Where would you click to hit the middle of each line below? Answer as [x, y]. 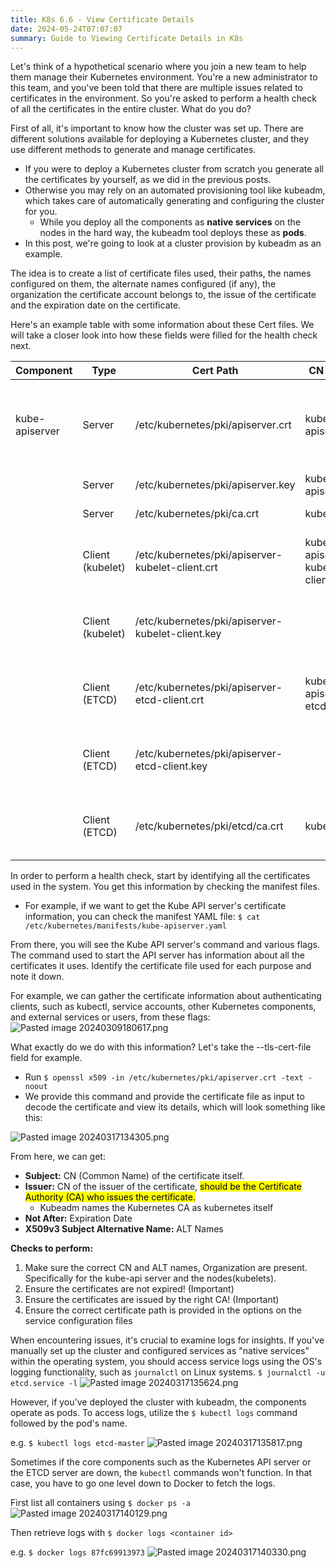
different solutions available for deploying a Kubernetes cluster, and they [160, 139]
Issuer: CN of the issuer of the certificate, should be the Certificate [163, 1187]
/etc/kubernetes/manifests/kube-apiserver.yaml [125, 926]
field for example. [46, 1058]
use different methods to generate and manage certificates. [133, 150]
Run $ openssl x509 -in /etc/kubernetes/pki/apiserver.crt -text [164, 1077]
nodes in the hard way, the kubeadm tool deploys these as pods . [173, 233]
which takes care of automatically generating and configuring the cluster [174, 201]
